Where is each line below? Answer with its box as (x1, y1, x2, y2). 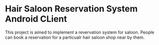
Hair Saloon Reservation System (5, 3, 138, 14)
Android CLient (5, 13, 67, 24)
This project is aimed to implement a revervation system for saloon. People (5, 29, 155, 35)
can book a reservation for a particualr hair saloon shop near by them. (5, 34, 145, 40)
